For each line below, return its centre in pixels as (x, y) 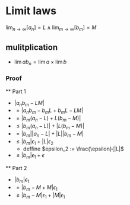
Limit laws (31, 11)
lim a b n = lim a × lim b (40, 62)
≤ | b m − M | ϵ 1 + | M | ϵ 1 (41, 196)
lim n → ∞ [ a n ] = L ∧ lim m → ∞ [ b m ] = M (51, 28)
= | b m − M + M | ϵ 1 (37, 188)
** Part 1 (16, 91)
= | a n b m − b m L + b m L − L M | (50, 111)
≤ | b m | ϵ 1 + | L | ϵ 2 (35, 142)
